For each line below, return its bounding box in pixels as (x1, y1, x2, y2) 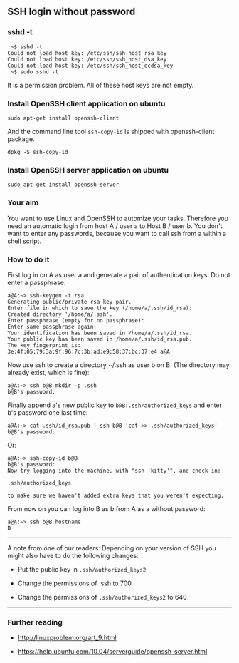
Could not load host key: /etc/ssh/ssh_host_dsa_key (7, 56, 167, 63)
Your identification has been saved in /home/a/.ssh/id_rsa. (7, 329, 193, 336)
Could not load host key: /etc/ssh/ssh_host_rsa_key (7, 49, 167, 56)
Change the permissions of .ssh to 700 (17, 579, 132, 587)
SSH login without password (7, 6, 136, 18)
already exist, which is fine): (7, 368, 90, 376)
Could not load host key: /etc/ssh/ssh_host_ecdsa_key (7, 62, 174, 69)
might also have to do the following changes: (7, 551, 139, 560)
